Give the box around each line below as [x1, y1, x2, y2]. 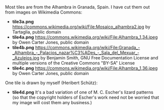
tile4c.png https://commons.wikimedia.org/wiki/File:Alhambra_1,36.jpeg [12, 65, 158, 71]
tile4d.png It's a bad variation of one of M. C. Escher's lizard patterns [12, 90, 154, 95]
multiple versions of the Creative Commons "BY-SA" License [12, 60, 135, 66]
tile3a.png [12, 19, 34, 24]
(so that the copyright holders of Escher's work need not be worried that [12, 94, 160, 100]
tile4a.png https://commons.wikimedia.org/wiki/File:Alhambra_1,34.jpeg [12, 34, 158, 40]
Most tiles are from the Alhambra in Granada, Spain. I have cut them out [5, 4, 150, 10]
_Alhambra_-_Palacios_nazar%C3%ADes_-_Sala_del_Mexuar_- [12, 50, 139, 55]
